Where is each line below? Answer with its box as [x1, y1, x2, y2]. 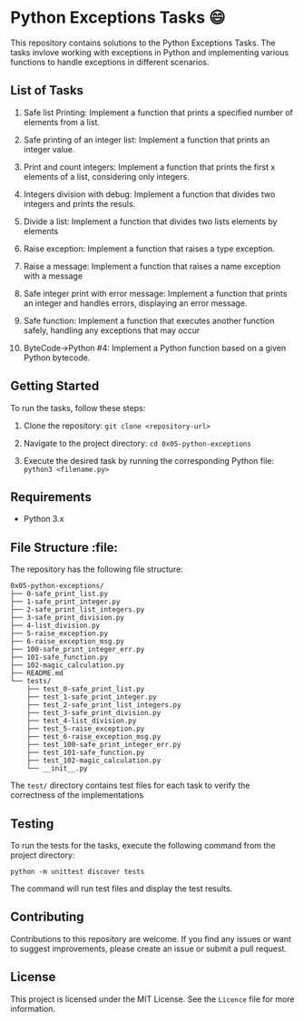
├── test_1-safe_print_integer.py [26, 692, 157, 702]
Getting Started [10, 378, 100, 394]
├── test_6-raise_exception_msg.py [26, 732, 162, 741]
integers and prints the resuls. [23, 198, 136, 209]
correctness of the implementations [10, 790, 144, 800]
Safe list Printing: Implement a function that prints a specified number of [23, 107, 294, 118]
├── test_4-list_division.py [26, 716, 137, 726]
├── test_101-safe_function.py [26, 748, 145, 758]
